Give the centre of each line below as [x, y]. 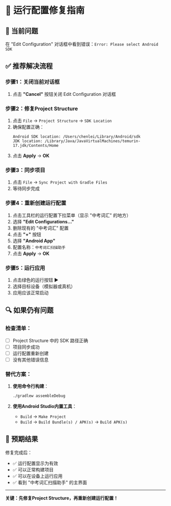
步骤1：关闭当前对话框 [33, 82]
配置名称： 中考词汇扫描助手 [39, 247]
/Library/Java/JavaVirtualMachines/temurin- [93, 141]
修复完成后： [19, 452]
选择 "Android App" [34, 241]
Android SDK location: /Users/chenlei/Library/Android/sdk [77, 136]
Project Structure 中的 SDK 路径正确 [50, 340]
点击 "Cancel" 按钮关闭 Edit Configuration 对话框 [64, 94]
